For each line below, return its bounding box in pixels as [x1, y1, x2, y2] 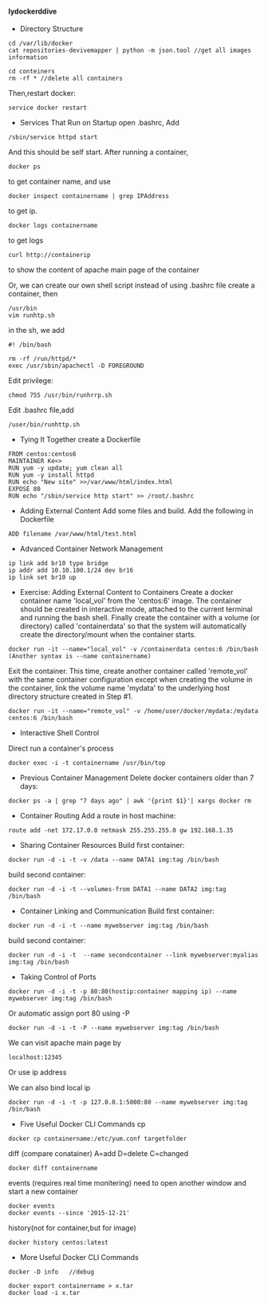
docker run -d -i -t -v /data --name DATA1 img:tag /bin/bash [8, 856, 219, 864]
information [8, 53, 48, 61]
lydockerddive [8, 6, 57, 16]
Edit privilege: [8, 376, 53, 386]
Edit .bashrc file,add [8, 406, 74, 415]
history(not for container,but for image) [8, 1223, 137, 1233]
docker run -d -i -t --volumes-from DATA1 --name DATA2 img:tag [8, 885, 227, 893]
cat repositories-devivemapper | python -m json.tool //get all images [8, 46, 251, 55]
